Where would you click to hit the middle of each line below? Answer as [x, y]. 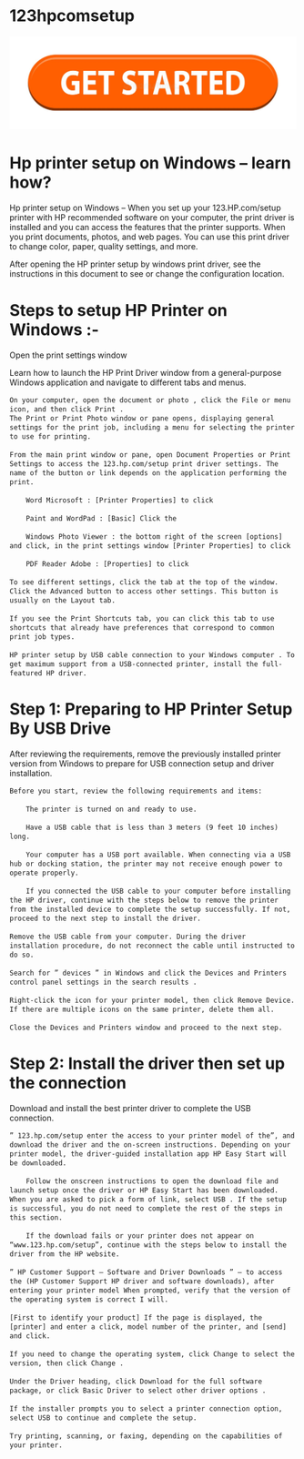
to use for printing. [51, 436]
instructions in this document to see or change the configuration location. [147, 273]
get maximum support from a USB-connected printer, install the [134, 664]
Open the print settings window [68, 355]
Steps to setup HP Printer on [118, 310]
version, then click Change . [67, 1363]
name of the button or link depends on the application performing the [148, 473]
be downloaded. [38, 1163]
